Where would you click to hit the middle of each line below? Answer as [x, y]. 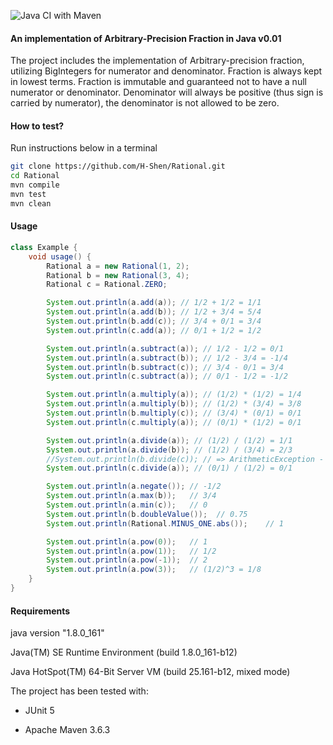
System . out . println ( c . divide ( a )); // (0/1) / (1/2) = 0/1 [169, 468]
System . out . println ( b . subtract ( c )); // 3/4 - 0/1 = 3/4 [165, 367]
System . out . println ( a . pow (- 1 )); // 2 [127, 560]
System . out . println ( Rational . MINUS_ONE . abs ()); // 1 [165, 523]
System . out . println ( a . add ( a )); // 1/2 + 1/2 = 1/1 [154, 303]
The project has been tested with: [79, 691]
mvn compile [35, 185]
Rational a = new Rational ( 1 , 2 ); [118, 266]
